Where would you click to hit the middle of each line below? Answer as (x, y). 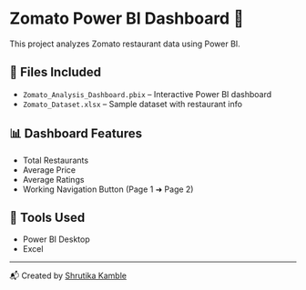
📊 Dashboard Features (76, 134)
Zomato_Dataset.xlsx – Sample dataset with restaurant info (133, 104)
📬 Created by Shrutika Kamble (68, 275)
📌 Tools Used (47, 217)
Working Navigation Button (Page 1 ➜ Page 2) (108, 189)
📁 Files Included (56, 72)
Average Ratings (53, 179)
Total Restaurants (56, 160)
